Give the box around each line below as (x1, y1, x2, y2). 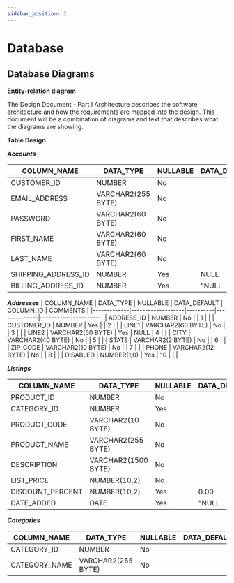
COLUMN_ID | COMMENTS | (7, 306, 89, 314)
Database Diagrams (7, 68, 95, 80)
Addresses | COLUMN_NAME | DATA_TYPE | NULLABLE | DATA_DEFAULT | (7, 298, 224, 307)
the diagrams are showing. (7, 122, 84, 131)
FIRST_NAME (10, 233, 54, 243)
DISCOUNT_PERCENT (10, 487, 84, 496)
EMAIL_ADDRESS (10, 193, 68, 203)
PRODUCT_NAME (10, 439, 69, 449)
